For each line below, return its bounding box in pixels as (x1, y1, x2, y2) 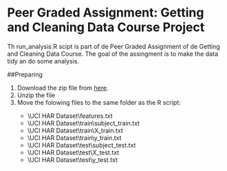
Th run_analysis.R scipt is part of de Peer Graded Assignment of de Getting (7, 42, 220, 50)
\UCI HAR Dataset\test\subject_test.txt (27, 141, 136, 149)
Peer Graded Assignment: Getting (7, 5, 204, 21)
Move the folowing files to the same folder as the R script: (17, 98, 181, 106)
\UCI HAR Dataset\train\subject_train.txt (27, 119, 140, 127)
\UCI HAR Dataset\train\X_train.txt (27, 126, 124, 134)
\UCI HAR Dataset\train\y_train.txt (27, 133, 122, 142)
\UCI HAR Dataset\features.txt (27, 112, 113, 120)
